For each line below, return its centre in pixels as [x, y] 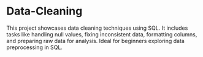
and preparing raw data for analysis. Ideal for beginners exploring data [96, 41]
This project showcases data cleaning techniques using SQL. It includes [97, 28]
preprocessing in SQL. [35, 47]
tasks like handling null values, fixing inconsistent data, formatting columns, [102, 34]
